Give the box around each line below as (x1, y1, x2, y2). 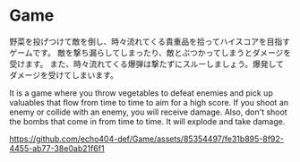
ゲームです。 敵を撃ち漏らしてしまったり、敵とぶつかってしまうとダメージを (9, 47, 292, 58)
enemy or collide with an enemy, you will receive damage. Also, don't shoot (9, 107, 288, 117)
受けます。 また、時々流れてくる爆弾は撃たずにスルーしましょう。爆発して (9, 58, 285, 69)
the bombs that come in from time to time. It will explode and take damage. (9, 115, 286, 126)
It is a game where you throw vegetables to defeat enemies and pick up (9, 87, 273, 98)
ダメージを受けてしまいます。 (9, 69, 118, 81)
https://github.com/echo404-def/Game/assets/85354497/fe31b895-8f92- (9, 133, 284, 144)
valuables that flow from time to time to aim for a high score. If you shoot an (9, 97, 289, 107)
